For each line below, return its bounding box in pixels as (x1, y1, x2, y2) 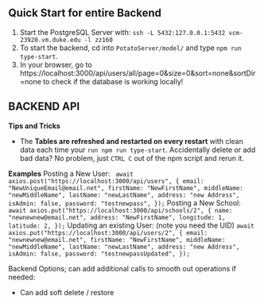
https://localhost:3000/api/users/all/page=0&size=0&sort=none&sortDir (19, 68, 256, 78)
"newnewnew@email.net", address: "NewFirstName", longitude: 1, (8, 213, 226, 221)
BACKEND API (8, 99, 80, 114)
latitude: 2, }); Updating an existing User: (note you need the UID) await (8, 220, 254, 230)
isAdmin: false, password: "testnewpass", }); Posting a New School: (8, 198, 241, 208)
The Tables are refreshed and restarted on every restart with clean (19, 136, 244, 146)
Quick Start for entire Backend (8, 6, 161, 20)
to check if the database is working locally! (43, 76, 184, 86)
